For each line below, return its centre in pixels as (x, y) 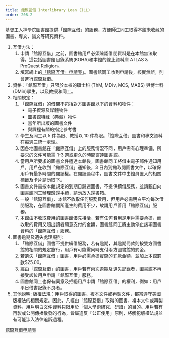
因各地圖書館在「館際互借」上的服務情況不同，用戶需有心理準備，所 (91, 148)
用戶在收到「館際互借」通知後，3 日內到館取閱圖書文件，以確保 (95, 167)
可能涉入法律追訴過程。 (41, 319)
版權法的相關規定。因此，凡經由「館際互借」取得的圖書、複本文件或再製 (88, 300)
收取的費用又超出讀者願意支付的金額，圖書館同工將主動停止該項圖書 (91, 224)
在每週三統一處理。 (40, 142)
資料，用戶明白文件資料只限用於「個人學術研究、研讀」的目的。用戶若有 (88, 307)
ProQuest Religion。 (41, 66)
